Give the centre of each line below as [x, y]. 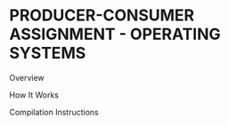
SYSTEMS [48, 53]
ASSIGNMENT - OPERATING [115, 34]
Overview [27, 77]
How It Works [34, 95]
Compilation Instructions [54, 112]
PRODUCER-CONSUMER [102, 16]
